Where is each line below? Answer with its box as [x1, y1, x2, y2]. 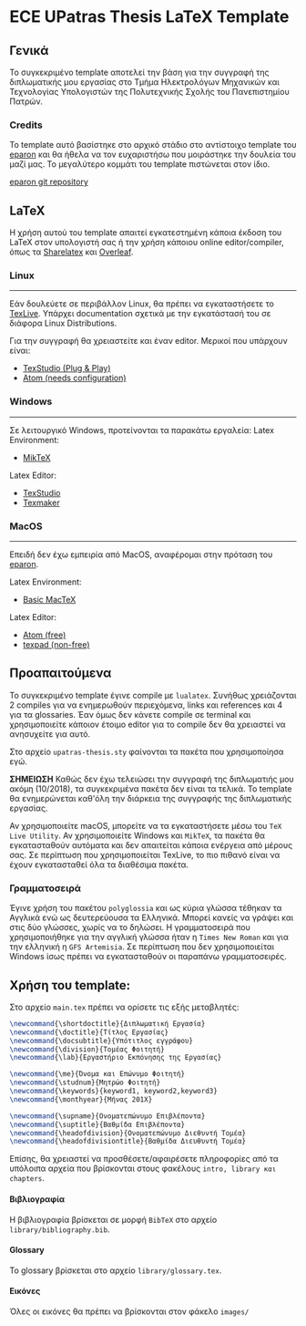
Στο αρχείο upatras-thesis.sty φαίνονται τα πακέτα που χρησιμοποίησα [9, 746, 284, 757]
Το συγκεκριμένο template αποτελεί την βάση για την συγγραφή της [9, 67, 270, 78]
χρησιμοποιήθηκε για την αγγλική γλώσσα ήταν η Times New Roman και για [9, 932, 289, 943]
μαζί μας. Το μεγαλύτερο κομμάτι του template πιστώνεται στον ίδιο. [9, 159, 270, 170]
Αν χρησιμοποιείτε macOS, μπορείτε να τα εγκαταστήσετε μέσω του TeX [9, 820, 282, 831]
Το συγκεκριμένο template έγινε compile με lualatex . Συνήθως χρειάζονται [9, 689, 297, 700]
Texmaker [22, 497, 61, 508]
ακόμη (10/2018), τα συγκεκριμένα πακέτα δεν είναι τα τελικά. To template [9, 782, 293, 794]
